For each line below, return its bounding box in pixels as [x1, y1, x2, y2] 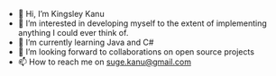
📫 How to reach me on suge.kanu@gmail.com [17, 56, 192, 67]
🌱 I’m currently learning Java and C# [17, 37, 154, 47]
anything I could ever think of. [17, 28, 129, 38]
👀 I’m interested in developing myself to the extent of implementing [17, 18, 268, 29]
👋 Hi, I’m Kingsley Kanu [17, 9, 106, 19]
